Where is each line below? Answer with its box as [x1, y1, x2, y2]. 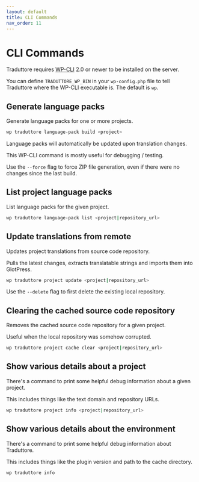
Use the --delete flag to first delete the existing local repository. [6, 288, 165, 295]
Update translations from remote [6, 231, 131, 242]
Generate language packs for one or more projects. [6, 117, 133, 125]
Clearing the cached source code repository [6, 305, 176, 316]
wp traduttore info [6, 469, 55, 476]
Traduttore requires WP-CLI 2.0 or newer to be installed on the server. [6, 66, 179, 73]
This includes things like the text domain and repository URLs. [6, 395, 159, 402]
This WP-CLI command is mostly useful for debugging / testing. [6, 152, 164, 158]
